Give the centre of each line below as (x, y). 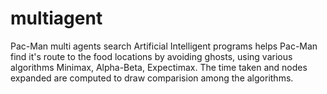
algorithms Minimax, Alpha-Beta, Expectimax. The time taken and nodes (159, 67)
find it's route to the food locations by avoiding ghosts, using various (151, 56)
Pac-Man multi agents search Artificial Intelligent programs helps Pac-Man (164, 46)
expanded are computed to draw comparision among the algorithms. (152, 78)
